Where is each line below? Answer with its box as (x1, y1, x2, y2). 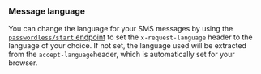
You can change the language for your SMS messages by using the (8, 24, 233, 34)
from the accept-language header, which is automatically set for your (8, 50, 235, 60)
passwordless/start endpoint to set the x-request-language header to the (8, 32, 253, 42)
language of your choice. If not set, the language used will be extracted (8, 41, 247, 51)
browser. (8, 58, 38, 68)
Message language (8, 6, 85, 17)
